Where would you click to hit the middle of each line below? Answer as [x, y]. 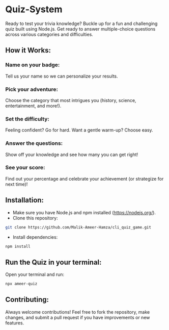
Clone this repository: [35, 218]
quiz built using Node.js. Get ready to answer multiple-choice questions [80, 29]
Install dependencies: [35, 237]
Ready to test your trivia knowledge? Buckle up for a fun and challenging [81, 23]
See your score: [25, 168]
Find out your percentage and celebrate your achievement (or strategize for [84, 179]
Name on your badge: [33, 65]
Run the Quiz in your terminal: [53, 262]
